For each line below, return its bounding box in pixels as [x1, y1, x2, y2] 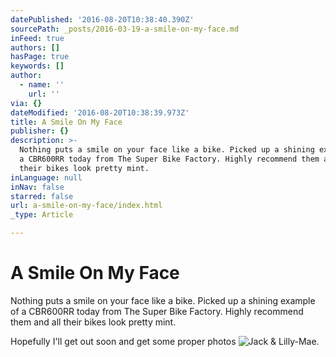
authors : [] [10, 42, 60, 53]
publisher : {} [10, 126, 70, 136]
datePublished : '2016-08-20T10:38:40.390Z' [10, 14, 195, 25]
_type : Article [10, 210, 74, 220]
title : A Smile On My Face [10, 117, 123, 127]
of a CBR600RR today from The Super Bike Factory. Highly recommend [10, 305, 304, 317]
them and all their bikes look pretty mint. [10, 316, 177, 328]
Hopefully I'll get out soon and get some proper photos [10, 335, 237, 347]
